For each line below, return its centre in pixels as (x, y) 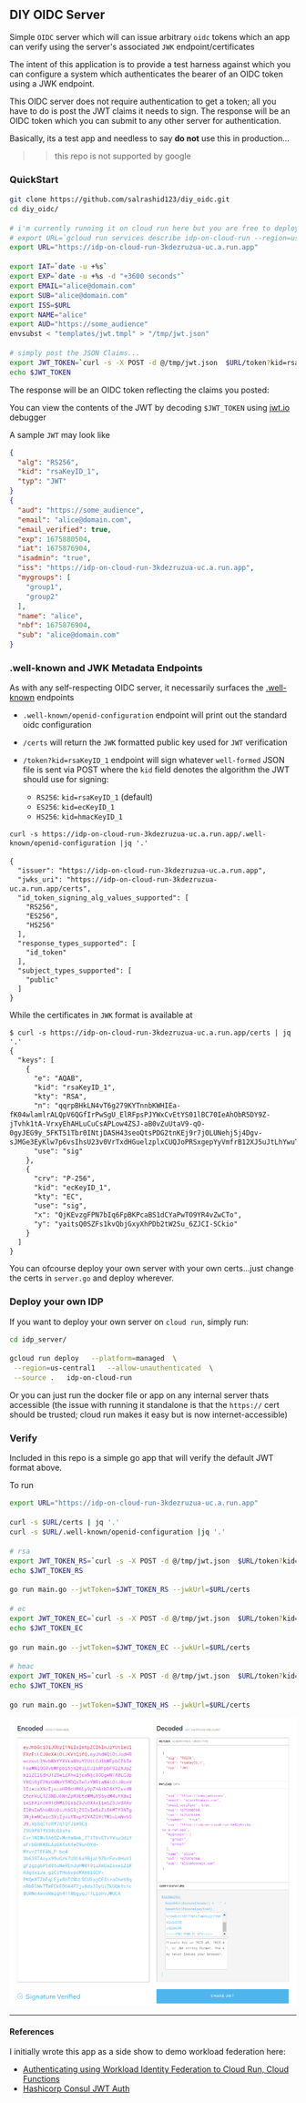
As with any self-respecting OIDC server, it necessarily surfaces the (137, 688)
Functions (41, 2079)
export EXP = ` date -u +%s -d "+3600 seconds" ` (97, 277)
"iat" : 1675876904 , (55, 549)
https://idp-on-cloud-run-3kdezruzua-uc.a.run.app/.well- (154, 834)
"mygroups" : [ (44, 577)
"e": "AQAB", (58, 1078)
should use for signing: (66, 780)
